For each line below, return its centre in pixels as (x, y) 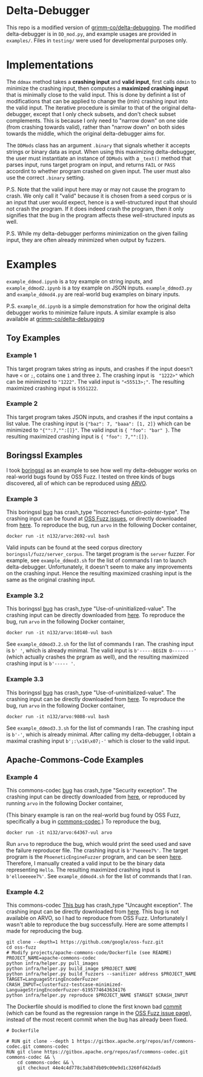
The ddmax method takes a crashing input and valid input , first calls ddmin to (101, 81)
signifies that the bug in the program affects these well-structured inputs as (101, 215)
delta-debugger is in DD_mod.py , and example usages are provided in (92, 33)
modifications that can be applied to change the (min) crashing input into (97, 101)
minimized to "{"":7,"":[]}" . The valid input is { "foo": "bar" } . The (94, 430)
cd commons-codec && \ (46, 1063)
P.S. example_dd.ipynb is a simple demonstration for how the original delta (98, 306)
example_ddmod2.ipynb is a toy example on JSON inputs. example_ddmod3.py (99, 288)
